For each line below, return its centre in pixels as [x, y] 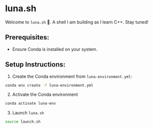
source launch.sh [23, 122]
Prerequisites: [27, 37]
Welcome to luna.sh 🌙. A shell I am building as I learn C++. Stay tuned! [77, 22]
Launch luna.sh [28, 113]
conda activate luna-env [31, 104]
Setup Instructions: [35, 65]
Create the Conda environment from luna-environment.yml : [72, 76]
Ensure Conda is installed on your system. [55, 49]
